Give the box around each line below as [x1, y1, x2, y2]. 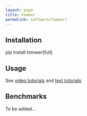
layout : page [5, 7, 33, 13]
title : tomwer [5, 12, 36, 17]
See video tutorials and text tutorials [5, 77, 82, 83]
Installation [5, 36, 42, 44]
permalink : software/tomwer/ [5, 17, 68, 22]
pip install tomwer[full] [5, 49, 53, 55]
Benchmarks [5, 92, 47, 101]
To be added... [5, 105, 36, 112]
